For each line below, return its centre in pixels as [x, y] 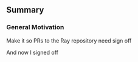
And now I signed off [33, 52]
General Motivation [35, 27]
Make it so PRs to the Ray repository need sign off [69, 40]
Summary [25, 10]
